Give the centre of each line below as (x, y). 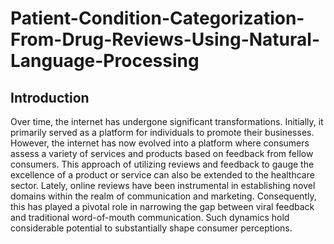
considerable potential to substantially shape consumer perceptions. (151, 228)
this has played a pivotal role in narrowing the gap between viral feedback (162, 206)
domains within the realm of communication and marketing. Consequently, (163, 196)
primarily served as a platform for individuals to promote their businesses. (162, 132)
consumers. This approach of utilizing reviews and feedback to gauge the (162, 164)
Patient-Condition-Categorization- (157, 18)
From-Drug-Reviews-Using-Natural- (165, 39)
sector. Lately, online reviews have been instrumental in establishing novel (163, 185)
